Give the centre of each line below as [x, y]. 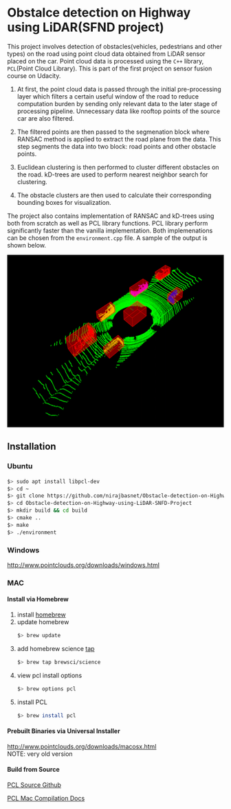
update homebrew [43, 622]
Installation [32, 447]
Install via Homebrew [38, 599]
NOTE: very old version [40, 754]
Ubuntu [20, 466]
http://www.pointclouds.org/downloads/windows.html [84, 565]
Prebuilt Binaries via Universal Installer [64, 731]
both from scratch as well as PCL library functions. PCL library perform [108, 223]
